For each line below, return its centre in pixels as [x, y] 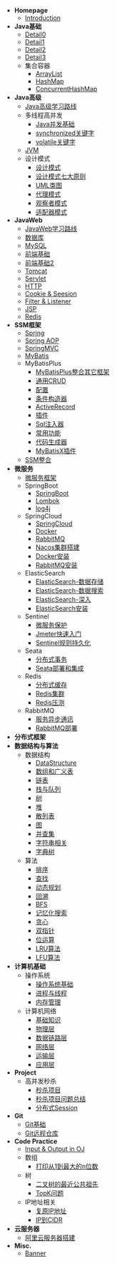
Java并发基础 [55, 124]
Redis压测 [50, 702]
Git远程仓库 [42, 1133]
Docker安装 [52, 556]
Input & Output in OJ [55, 1149]
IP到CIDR [49, 1220]
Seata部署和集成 [60, 668]
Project [25, 1073]
